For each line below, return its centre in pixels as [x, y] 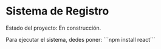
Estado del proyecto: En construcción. [53, 28]
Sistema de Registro [57, 11]
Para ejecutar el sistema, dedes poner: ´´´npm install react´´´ [80, 39]
